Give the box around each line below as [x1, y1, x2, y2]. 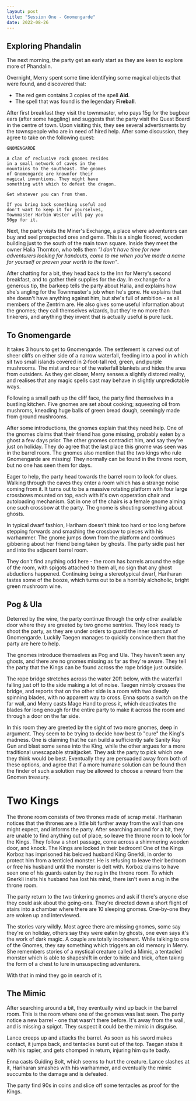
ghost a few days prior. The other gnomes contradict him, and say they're [6, 437, 183, 443]
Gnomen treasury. [6, 773, 50, 780]
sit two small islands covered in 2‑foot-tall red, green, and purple [6, 358, 162, 365]
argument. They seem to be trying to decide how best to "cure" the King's [6, 730, 184, 737]
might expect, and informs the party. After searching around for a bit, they [6, 825, 184, 832]
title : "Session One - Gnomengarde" [6, 14, 96, 20]
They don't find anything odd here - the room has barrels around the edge [6, 558, 185, 565]
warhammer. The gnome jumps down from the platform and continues [6, 534, 176, 541]
